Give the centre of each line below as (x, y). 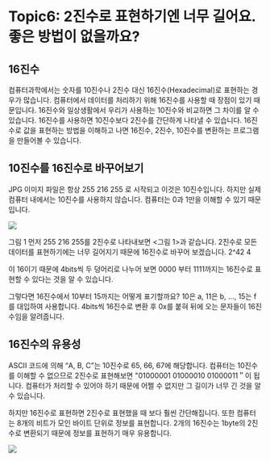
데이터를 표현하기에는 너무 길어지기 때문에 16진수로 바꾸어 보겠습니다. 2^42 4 (130, 252)
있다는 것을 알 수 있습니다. (73, 279)
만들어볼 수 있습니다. (49, 140)
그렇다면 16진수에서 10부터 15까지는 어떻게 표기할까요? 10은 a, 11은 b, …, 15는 (130, 296)
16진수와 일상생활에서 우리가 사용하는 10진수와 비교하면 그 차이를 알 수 (149, 110)
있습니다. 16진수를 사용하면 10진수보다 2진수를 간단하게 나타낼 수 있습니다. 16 (130, 120)
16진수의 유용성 (45, 344)
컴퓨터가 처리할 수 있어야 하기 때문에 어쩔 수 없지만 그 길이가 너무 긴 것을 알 (143, 385)
